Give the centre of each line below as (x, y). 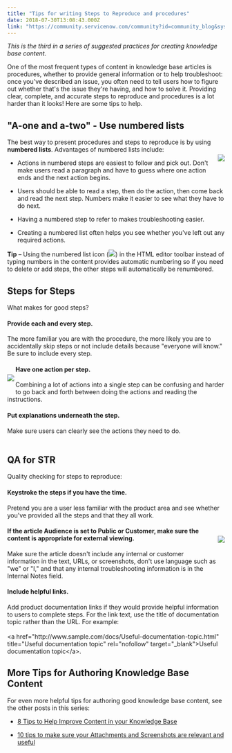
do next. (29, 206)
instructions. (25, 400)
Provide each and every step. (50, 324)
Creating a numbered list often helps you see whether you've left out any (121, 233)
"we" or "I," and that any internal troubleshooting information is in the (105, 568)
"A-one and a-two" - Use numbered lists (96, 125)
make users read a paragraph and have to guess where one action (112, 170)
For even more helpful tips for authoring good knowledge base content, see (115, 700)
